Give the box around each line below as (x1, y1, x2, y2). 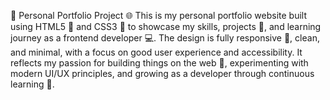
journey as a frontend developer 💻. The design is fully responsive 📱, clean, (10, 32, 320, 44)
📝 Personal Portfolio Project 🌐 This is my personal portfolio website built (10, 10, 308, 21)
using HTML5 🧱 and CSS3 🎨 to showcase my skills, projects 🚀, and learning (10, 21, 322, 32)
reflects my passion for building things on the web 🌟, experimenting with (10, 57, 309, 69)
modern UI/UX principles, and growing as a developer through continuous (10, 68, 315, 79)
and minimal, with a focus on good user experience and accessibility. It (10, 46, 303, 58)
